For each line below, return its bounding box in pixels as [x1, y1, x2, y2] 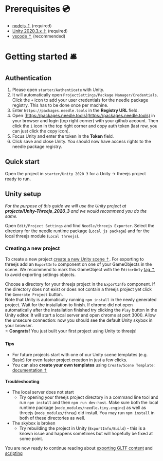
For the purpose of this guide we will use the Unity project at [5, 203, 127, 209]
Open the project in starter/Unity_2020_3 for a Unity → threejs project [5, 170, 146, 176]
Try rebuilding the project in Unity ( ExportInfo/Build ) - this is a [19, 425, 146, 431]
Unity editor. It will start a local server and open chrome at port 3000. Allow [5, 312, 156, 318]
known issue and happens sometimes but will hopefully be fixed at [19, 431, 153, 437]
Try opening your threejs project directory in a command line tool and [19, 394, 159, 400]
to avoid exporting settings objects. [5, 272, 76, 277]
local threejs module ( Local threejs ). [5, 233, 80, 239]
